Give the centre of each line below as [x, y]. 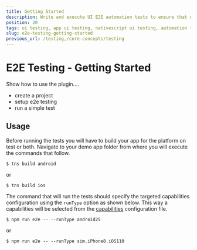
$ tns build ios [26, 185]
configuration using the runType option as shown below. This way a [87, 202]
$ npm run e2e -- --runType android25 [53, 219]
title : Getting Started [35, 11]
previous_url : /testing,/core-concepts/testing [65, 39]
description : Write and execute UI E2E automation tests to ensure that [97, 17]
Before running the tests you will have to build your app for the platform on [96, 140]
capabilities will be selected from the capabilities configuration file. [87, 208]
